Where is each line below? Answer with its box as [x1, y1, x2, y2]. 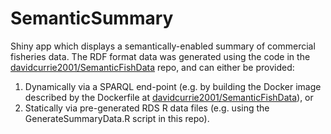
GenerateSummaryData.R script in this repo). [24, 112, 210, 124]
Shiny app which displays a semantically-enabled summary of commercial [10, 40, 316, 52]
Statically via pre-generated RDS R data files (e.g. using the [24, 102, 270, 114]
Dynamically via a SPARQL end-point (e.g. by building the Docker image [24, 80, 322, 92]
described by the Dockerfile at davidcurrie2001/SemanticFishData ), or [24, 91, 314, 103]
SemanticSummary [10, 7, 174, 30]
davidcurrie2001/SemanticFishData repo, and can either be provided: [10, 61, 295, 73]
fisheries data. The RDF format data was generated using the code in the [10, 50, 311, 62]
